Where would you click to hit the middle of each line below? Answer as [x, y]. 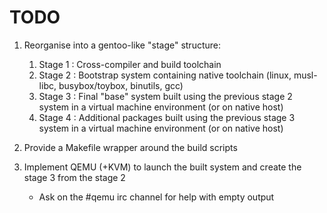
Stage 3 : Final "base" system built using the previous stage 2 [165, 96]
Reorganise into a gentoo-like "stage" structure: [122, 45]
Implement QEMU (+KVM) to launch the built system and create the [162, 167]
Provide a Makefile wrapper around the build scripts [130, 147]
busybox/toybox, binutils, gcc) [121, 85]
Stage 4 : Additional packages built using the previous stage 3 [167, 117]
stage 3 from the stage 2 [74, 177]
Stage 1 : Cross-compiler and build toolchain [130, 64]
